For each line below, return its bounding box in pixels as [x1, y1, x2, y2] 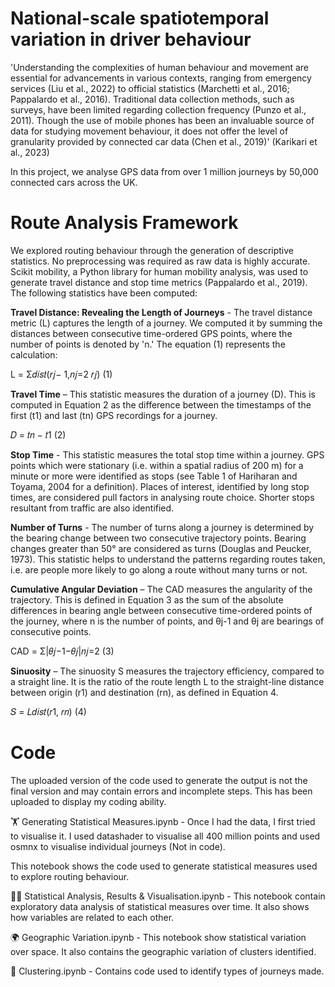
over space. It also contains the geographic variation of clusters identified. [10, 945, 317, 957]
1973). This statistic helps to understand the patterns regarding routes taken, [10, 553, 326, 565]
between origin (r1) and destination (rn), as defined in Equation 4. [10, 686, 279, 698]
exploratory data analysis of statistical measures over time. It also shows [10, 900, 310, 912]
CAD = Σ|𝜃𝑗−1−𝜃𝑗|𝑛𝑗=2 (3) [10, 645, 115, 657]
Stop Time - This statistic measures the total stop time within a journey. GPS [10, 448, 325, 461]
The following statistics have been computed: [10, 287, 198, 299]
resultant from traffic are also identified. [10, 502, 175, 514]
